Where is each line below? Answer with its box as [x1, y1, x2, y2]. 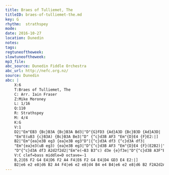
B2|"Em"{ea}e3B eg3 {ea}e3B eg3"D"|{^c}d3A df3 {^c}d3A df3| [14, 139, 145, 144]
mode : [5, 26, 17, 31]
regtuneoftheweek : [5, 49, 44, 54]
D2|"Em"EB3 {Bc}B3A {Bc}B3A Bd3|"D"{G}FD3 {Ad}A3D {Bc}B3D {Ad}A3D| [14, 129, 161, 134]
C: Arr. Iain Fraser [14, 92, 57, 97]
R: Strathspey [14, 110, 44, 116]
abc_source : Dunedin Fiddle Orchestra [5, 64, 87, 69]
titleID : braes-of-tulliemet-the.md [5, 12, 82, 17]
